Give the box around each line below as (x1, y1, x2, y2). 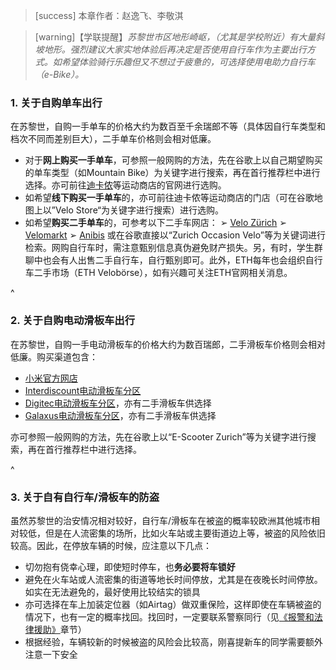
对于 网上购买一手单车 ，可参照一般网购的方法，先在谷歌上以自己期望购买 (24, 154, 323, 166)
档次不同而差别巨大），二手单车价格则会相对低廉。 (10, 133, 217, 145)
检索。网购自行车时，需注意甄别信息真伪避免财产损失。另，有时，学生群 (24, 242, 323, 254)
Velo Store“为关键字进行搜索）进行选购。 (54, 204, 225, 216)
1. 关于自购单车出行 (10, 95, 103, 109)
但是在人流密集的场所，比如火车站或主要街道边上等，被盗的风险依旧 (44, 527, 326, 539)
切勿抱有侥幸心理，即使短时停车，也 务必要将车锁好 (24, 560, 236, 573)
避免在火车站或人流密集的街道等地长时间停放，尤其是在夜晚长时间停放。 (24, 573, 323, 585)
